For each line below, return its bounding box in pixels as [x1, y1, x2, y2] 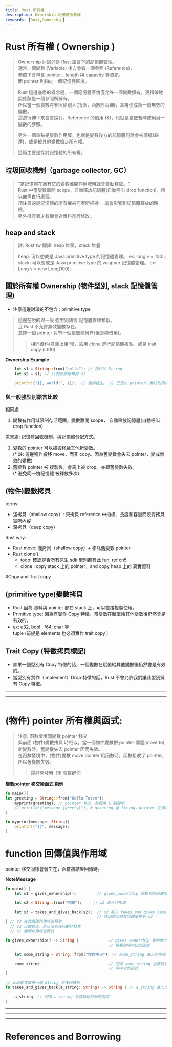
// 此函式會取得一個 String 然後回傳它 [5, 980, 80, 985]
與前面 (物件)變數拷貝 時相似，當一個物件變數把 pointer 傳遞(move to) [17, 739, 165, 746]
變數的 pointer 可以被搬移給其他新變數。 [12, 445, 98, 451]
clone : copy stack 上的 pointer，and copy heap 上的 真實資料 [20, 563, 151, 570]
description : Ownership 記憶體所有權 [5, 12, 81, 17]
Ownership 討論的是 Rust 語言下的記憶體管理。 [17, 59, 117, 65]
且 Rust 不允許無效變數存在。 [17, 323, 79, 329]
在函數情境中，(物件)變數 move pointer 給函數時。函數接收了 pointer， [17, 752, 166, 759]
